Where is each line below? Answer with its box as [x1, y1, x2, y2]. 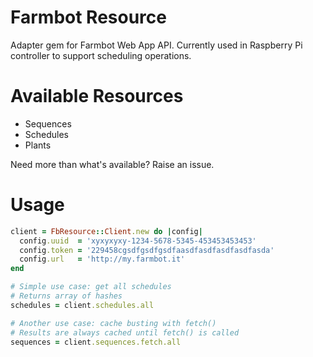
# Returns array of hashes [10, 291, 123, 301]
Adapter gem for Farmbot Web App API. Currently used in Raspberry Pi [10, 39, 303, 51]
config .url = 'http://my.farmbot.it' [19, 254, 186, 265]
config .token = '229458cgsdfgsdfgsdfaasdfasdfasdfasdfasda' [19, 245, 275, 255]
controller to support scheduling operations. [10, 49, 192, 61]
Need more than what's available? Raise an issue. [10, 158, 215, 170]
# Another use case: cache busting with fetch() [10, 318, 217, 328]
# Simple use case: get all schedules [10, 282, 172, 292]
